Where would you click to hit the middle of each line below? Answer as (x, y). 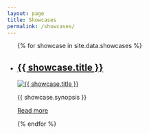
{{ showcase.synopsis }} (52, 98)
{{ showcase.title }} (60, 67)
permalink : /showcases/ (41, 26)
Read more (33, 111)
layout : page (26, 13)
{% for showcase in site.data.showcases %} (79, 46)
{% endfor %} (37, 124)
